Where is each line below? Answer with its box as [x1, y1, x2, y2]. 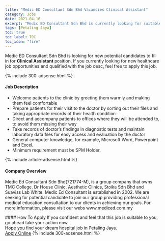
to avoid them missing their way [12, 121, 77, 127]
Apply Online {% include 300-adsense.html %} [5, 230, 100, 236]
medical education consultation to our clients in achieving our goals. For [5, 200, 151, 206]
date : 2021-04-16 [5, 16, 41, 21]
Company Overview [5, 168, 47, 174]
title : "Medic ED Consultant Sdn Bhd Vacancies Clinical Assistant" [5, 7, 148, 12]
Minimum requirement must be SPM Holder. [12, 147, 101, 153]
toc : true [5, 30, 26, 35]
